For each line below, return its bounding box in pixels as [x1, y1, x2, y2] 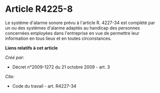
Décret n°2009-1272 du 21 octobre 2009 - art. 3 [12, 64, 110, 70]
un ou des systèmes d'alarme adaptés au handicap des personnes [5, 25, 140, 31]
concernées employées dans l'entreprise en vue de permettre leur [5, 30, 139, 36]
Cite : [5, 73, 15, 79]
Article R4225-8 [5, 3, 73, 15]
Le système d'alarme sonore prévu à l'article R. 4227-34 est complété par [5, 20, 155, 26]
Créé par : [5, 54, 25, 60]
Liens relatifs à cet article [5, 45, 58, 51]
